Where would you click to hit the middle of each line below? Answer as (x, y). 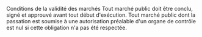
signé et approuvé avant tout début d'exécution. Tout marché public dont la (101, 15)
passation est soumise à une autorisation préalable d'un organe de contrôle (101, 21)
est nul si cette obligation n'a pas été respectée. (67, 27)
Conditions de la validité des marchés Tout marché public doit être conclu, (100, 9)
